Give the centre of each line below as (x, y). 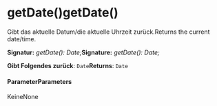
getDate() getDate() (63, 13)
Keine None (23, 97)
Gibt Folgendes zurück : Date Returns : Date (68, 65)
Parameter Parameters (40, 81)
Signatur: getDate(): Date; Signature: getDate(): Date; (83, 52)
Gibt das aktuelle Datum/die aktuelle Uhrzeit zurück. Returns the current (108, 32)
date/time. (22, 39)
